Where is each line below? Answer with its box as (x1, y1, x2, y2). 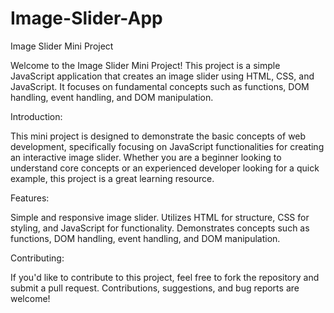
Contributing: (10, 252, 65, 264)
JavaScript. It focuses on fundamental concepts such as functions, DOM (10, 80, 310, 92)
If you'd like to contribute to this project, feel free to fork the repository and (10, 271, 320, 283)
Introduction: (10, 110, 63, 122)
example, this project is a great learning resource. (10, 172, 215, 184)
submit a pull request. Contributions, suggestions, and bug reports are (10, 282, 300, 294)
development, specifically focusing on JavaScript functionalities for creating (10, 140, 325, 152)
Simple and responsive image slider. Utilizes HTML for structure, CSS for (10, 211, 310, 223)
